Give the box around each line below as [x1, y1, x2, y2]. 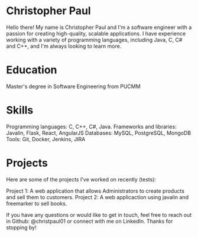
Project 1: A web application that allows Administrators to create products [6, 187, 185, 194]
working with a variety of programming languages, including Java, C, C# [6, 36, 183, 43]
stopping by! [6, 223, 37, 231]
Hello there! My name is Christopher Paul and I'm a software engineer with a [6, 24, 192, 31]
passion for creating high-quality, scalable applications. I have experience [6, 30, 186, 37]
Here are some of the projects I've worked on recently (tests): [6, 176, 157, 183]
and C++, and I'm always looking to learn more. [6, 43, 122, 50]
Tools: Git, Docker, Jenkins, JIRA [6, 135, 86, 142]
